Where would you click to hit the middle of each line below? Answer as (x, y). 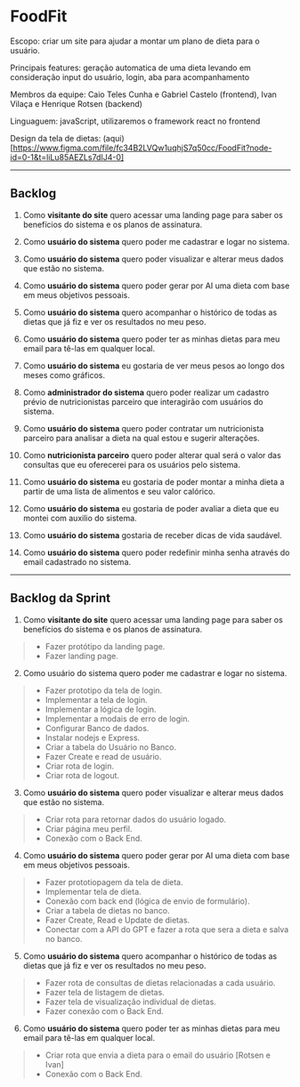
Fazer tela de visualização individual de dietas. (130, 1002)
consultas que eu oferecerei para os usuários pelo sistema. (132, 464)
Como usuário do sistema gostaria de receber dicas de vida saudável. (153, 535)
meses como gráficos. (64, 374)
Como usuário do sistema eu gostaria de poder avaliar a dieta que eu (151, 508)
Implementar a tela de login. (96, 699)
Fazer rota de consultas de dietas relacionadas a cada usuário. (160, 982)
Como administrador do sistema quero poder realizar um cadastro (146, 392)
